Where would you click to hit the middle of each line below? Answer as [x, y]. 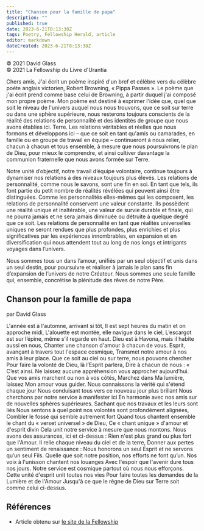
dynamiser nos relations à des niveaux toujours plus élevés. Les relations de [102, 177]
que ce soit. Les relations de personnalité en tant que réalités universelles [99, 223]
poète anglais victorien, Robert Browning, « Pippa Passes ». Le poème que [100, 88]
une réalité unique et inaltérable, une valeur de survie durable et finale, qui [100, 210]
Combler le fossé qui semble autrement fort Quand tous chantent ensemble [101, 416]
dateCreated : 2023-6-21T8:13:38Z [49, 46]
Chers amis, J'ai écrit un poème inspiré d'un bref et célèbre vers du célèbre [101, 81]
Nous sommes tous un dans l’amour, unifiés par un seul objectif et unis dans [102, 260]
